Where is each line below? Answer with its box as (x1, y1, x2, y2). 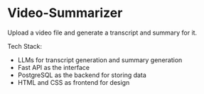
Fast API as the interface (17, 63, 90, 71)
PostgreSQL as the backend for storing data (17, 71, 147, 79)
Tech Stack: (7, 42, 43, 50)
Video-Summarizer (7, 5, 123, 21)
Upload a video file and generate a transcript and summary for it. (7, 28, 198, 37)
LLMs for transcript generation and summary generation (17, 55, 183, 64)
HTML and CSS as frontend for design (17, 78, 130, 86)
